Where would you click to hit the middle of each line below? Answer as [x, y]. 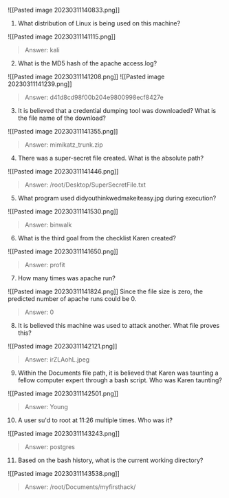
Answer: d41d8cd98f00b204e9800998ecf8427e [94, 97]
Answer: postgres [50, 447]
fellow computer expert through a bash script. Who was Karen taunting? [120, 380]
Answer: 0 [39, 312]
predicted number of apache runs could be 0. [72, 299]
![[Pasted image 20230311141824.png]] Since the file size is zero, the [106, 291]
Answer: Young [46, 407]
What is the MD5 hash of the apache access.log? [87, 63]
